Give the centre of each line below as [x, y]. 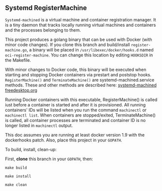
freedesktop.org [21, 90]
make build [16, 168]
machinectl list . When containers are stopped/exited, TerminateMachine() [81, 115]
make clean [16, 185]
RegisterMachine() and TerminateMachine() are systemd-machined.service [80, 80]
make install [18, 176]
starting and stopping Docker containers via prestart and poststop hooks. [78, 74]
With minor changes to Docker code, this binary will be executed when [76, 69]
